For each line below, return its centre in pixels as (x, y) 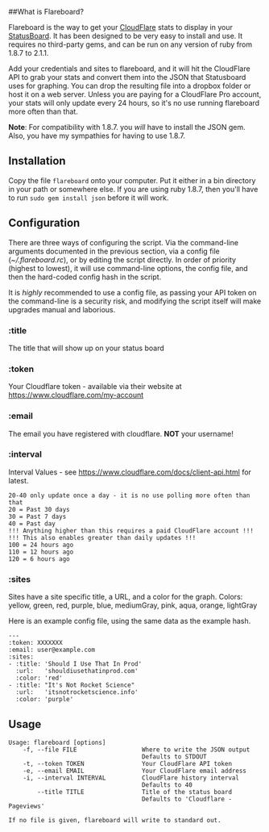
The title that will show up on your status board (86, 348)
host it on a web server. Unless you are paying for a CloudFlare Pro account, (135, 94)
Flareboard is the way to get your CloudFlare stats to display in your (121, 27)
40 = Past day (32, 524)
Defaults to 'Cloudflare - (186, 799)
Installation (37, 161)
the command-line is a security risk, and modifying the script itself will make (135, 301)
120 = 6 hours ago (39, 559)
